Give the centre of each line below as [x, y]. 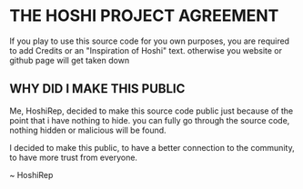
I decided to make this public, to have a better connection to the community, [152, 147]
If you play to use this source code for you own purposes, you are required [149, 41]
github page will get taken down [70, 60]
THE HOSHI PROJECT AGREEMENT [144, 16]
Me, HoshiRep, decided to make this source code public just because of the [151, 111]
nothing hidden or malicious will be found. [88, 130]
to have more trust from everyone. [74, 157]
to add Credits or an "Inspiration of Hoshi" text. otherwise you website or [146, 50]
